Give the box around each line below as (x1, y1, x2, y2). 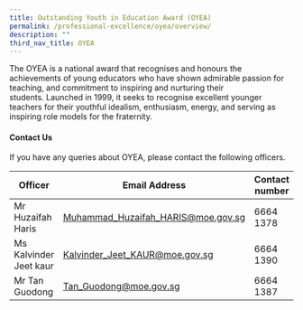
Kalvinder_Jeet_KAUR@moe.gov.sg (62, 249, 214, 261)
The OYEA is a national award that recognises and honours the (9, 63, 243, 74)
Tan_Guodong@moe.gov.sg (62, 280, 180, 293)
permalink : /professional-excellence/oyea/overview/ (9, 22, 212, 31)
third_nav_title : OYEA (9, 38, 95, 48)
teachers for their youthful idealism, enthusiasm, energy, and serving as (9, 101, 277, 113)
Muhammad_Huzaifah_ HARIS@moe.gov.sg (62, 211, 246, 224)
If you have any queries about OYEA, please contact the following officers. (9, 152, 286, 163)
